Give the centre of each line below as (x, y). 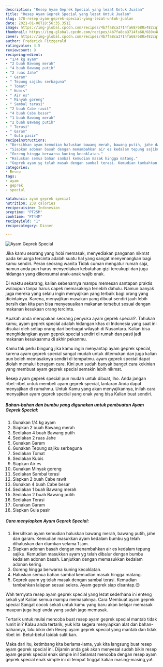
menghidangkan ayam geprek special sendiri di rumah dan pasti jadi (74, 334)
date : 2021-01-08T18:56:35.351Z (38, 23)
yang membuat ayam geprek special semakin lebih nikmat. (64, 369)
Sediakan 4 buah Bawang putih (44, 433)
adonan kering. (28, 564)
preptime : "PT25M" (24, 212)
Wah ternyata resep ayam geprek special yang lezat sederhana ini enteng (79, 594)
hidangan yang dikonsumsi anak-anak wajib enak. (55, 274)
